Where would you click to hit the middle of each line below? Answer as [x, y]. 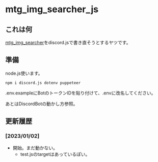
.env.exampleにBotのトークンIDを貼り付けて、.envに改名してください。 [81, 93]
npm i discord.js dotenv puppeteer [43, 83]
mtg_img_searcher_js [52, 9]
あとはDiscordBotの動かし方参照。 [42, 104]
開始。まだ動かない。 [35, 148]
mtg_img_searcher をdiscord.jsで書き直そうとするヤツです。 [68, 42]
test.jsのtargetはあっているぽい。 [55, 154]
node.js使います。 [24, 73]
